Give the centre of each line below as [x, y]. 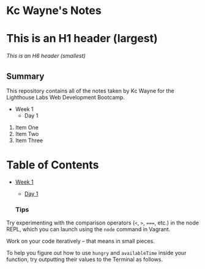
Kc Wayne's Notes [54, 11]
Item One [27, 127]
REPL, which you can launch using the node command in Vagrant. [88, 229]
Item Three [29, 140]
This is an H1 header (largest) [82, 39]
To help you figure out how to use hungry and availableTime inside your [96, 253]
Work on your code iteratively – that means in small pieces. [80, 241]
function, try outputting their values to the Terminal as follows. [85, 259]
